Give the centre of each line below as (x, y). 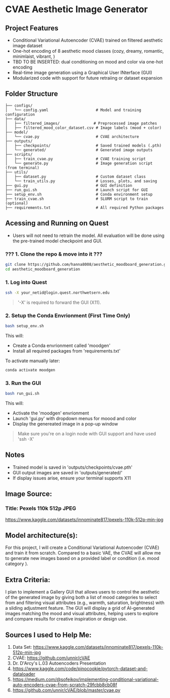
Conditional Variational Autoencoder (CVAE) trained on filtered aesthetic (88, 40)
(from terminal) (22, 168)
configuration (20, 114)
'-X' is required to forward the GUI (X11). (59, 302)
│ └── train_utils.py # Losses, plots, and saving (81, 181)
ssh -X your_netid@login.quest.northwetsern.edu (57, 293)
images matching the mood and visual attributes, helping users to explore (82, 614)
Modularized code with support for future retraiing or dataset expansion (88, 78)
